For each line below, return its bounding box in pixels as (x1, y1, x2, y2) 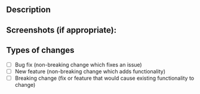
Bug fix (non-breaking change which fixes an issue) (14, 61, 142, 68)
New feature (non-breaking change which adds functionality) (14, 68, 166, 75)
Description (6, 5, 51, 15)
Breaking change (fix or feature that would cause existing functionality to (14, 74, 195, 82)
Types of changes (6, 45, 75, 55)
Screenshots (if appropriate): (6, 25, 117, 35)
